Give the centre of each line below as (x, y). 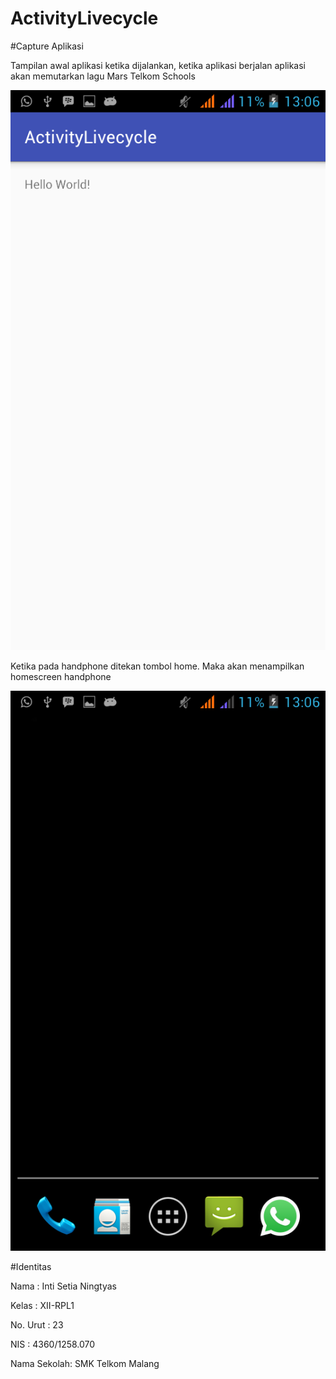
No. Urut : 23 (37, 1324)
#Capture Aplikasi (47, 46)
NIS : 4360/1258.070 (53, 1344)
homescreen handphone (61, 676)
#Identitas (31, 1266)
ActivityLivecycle (84, 18)
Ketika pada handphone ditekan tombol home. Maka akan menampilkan (157, 666)
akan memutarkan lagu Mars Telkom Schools (103, 76)
